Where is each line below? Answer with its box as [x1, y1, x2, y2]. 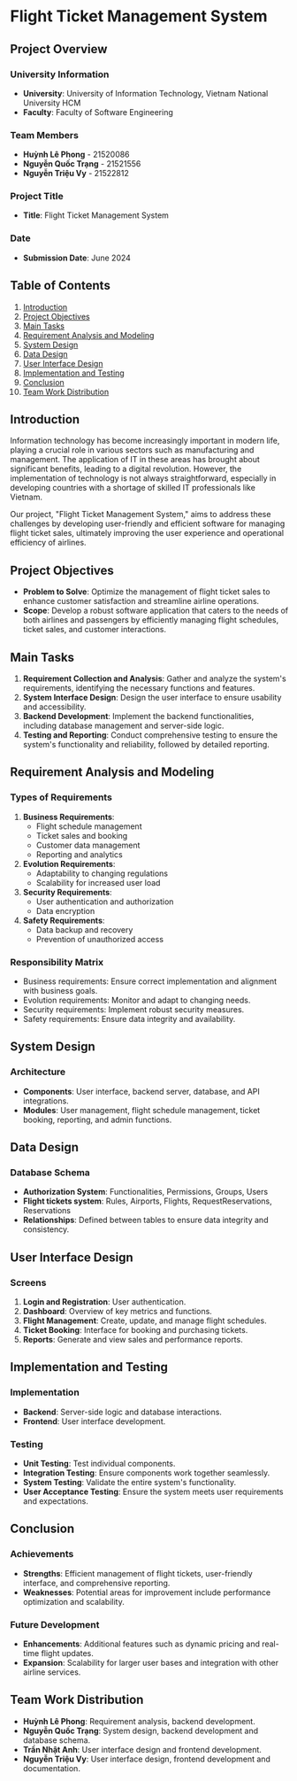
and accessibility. [22, 701, 87, 712]
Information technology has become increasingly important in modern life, [10, 436, 280, 446]
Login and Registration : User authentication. [22, 1297, 187, 1307]
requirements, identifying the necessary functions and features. [22, 683, 255, 693]
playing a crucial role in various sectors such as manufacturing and [10, 445, 255, 455]
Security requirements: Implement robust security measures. [22, 1004, 245, 1015]
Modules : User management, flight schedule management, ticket [22, 1104, 261, 1115]
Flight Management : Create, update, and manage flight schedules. [22, 1315, 268, 1326]
